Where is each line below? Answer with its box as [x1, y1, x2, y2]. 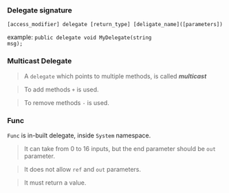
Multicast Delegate [7, 56, 72, 66]
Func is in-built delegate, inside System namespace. [7, 131, 151, 139]
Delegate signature [7, 5, 72, 15]
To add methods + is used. [23, 85, 99, 93]
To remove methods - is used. [23, 98, 110, 106]
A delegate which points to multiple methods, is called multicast [23, 71, 207, 80]
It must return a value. [23, 178, 87, 187]
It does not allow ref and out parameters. [23, 165, 142, 173]
